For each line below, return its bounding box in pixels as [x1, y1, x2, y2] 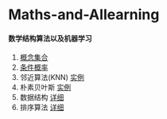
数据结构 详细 [19, 93, 64, 102]
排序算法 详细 [19, 102, 64, 113]
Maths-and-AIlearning [8, 6, 160, 24]
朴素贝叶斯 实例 [19, 82, 72, 93]
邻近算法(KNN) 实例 [19, 73, 85, 82]
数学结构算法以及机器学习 [8, 34, 92, 43]
